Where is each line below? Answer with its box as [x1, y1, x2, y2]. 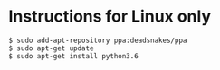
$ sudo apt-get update [8, 43, 94, 53]
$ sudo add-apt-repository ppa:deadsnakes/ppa [8, 36, 187, 45]
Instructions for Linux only [8, 6, 212, 27]
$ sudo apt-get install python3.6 [8, 51, 139, 60]
